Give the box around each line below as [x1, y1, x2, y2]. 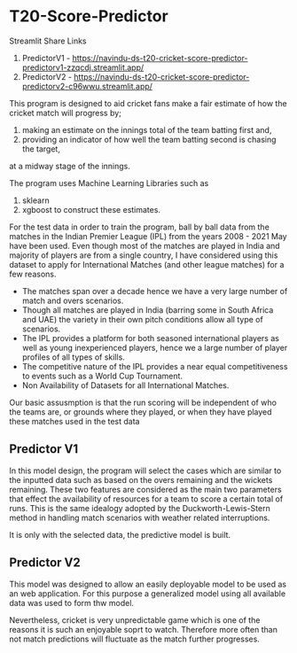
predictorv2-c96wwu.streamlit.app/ [21, 81, 153, 91]
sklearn [21, 195, 51, 206]
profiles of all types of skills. [21, 352, 126, 362]
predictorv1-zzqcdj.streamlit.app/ [21, 62, 145, 73]
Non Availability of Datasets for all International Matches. [21, 379, 230, 391]
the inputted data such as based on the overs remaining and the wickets [9, 474, 273, 485]
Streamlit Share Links [9, 35, 87, 46]
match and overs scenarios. [21, 295, 124, 306]
